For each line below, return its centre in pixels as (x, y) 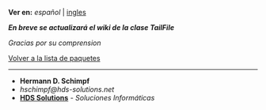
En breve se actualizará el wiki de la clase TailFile (91, 27)
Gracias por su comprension (55, 43)
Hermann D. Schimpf (55, 81)
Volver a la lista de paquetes (54, 58)
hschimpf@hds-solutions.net (67, 89)
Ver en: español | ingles (47, 12)
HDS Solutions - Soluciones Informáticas (87, 98)
